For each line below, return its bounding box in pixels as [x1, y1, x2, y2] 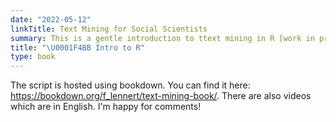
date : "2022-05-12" [10, 14, 92, 25]
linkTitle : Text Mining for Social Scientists [10, 24, 208, 34]
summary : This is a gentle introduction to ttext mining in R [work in [10, 33, 315, 43]
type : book [10, 52, 56, 62]
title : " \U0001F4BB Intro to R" [10, 42, 145, 53]
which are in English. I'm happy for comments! [10, 101, 202, 113]
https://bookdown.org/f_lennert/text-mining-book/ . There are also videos [10, 90, 312, 102]
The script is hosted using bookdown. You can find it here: [10, 79, 251, 91]
